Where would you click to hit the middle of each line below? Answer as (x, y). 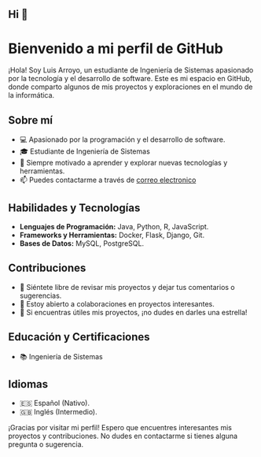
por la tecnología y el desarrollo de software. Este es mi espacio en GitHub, (130, 79)
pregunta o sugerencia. (46, 444)
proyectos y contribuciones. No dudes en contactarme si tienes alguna (123, 436)
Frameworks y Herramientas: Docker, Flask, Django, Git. (112, 235)
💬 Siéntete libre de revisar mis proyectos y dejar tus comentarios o (127, 287)
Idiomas (28, 384)
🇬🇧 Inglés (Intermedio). (59, 412)
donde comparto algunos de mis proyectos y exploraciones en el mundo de (130, 87)
